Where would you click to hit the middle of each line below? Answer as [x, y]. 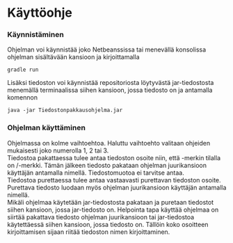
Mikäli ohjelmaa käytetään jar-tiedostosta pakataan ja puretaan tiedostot [111, 202]
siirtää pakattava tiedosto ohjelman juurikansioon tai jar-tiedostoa [101, 217]
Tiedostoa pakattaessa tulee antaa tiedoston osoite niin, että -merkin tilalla [114, 157]
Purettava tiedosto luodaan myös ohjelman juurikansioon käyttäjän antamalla [117, 187]
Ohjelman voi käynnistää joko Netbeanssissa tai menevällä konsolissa [107, 49]
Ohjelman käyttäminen [46, 128]
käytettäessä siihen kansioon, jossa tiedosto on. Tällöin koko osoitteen [108, 224]
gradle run [23, 70]
